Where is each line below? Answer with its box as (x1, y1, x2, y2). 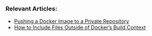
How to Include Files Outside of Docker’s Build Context (13, 24, 146, 31)
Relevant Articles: (5, 5, 58, 13)
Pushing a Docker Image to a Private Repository (13, 18, 129, 25)
